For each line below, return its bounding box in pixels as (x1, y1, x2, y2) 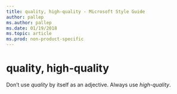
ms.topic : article (6, 31, 52, 37)
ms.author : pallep (6, 20, 52, 25)
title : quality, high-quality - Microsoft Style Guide (6, 8, 145, 15)
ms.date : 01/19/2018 (6, 25, 58, 31)
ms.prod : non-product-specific (6, 36, 84, 42)
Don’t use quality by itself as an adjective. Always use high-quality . (6, 81, 171, 88)
